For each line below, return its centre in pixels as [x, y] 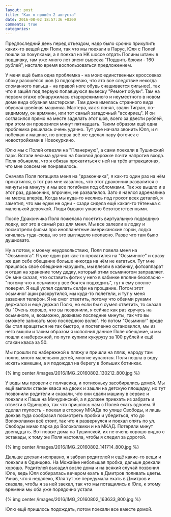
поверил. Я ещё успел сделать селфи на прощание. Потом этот [75, 288]
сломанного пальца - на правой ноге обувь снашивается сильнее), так [83, 86]
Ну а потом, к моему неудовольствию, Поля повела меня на [71, 250]
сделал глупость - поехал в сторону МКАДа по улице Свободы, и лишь [83, 410]
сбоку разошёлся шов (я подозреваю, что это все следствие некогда [81, 81]
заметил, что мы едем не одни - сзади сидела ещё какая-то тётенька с [83, 203]
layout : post [19, 10]
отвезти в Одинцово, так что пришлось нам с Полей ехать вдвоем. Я [80, 405]
